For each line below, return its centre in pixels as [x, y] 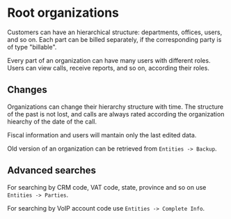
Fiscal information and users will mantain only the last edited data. [102, 135]
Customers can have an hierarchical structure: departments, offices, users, [115, 32]
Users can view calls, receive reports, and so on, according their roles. [109, 68]
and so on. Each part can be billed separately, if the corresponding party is [114, 39]
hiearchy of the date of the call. [52, 121]
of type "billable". [32, 47]
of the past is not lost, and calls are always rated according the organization [116, 114]
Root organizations [63, 13]
